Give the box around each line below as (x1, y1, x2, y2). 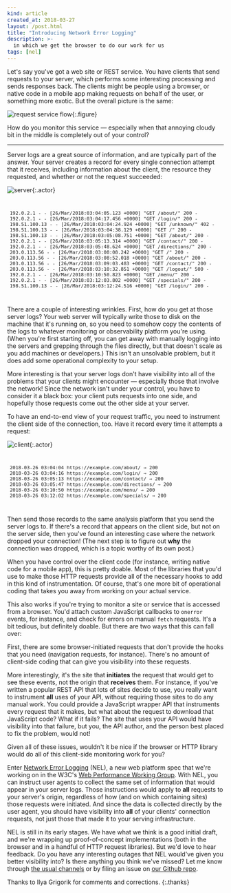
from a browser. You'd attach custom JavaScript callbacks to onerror (7, 607, 203, 615)
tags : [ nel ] (7, 49, 41, 56)
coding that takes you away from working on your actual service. (7, 586, 191, 595)
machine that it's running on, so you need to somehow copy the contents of (7, 320, 221, 328)
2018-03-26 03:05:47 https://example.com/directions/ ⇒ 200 (10, 481, 173, 488)
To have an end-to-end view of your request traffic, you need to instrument (7, 412, 220, 420)
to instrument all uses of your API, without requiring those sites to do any (7, 692, 214, 701)
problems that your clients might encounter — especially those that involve (7, 377, 219, 385)
